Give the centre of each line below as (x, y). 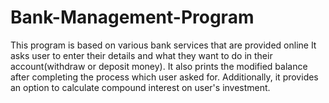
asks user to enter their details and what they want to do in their (141, 55)
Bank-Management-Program (132, 17)
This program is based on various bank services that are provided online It (163, 45)
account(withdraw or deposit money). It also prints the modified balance (159, 66)
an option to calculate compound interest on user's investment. (140, 87)
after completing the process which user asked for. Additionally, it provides (164, 77)
